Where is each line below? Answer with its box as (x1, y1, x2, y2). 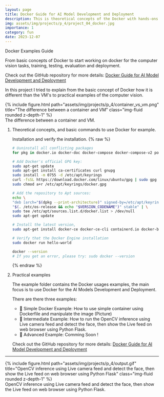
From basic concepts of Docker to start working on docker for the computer (5, 57, 158, 63)
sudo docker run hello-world (12, 240, 72, 245)
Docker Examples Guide (5, 48, 54, 54)
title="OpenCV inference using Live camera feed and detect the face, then (5, 366, 155, 372)
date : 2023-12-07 (5, 35, 41, 40)
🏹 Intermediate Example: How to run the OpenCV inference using (19, 316, 150, 322)
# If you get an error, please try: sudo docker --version (12, 253, 135, 259)
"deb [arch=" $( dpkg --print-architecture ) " (12, 199, 102, 205)
